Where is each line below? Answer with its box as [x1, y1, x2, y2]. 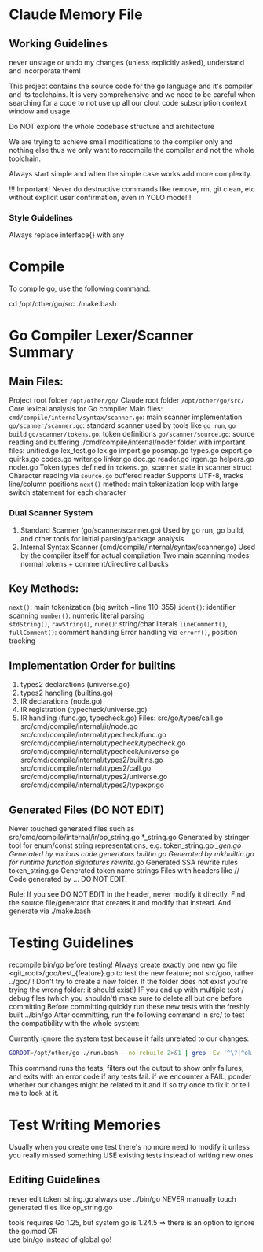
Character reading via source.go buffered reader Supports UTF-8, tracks [9, 471, 244, 481]
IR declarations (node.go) [20, 697, 103, 706]
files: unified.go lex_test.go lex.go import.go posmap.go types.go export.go [9, 446, 253, 455]
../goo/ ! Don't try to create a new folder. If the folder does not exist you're [9, 976, 248, 986]
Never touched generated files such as [9, 823, 135, 833]
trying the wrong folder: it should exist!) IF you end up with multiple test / [9, 985, 244, 994]
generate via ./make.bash [9, 906, 91, 916]
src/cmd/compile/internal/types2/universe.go [20, 772, 168, 782]
